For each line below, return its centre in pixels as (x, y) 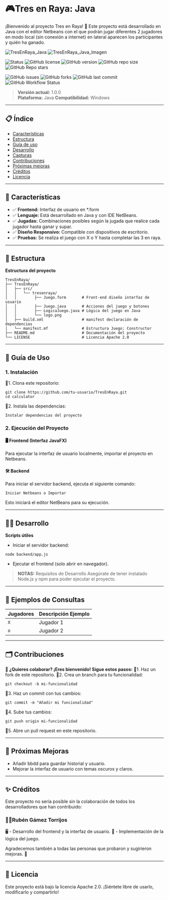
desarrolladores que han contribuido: (44, 807)
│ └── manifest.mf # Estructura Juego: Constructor (78, 329)
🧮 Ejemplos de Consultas (45, 599)
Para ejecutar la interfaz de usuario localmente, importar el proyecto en (79, 454)
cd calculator (20, 397)
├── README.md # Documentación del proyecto (75, 333)
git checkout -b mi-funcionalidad (41, 684)
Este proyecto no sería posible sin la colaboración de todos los (70, 801)
